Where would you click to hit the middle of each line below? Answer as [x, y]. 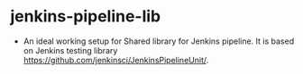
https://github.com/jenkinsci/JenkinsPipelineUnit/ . [116, 60]
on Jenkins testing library [70, 50]
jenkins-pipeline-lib [86, 16]
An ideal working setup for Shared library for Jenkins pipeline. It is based [159, 41]
